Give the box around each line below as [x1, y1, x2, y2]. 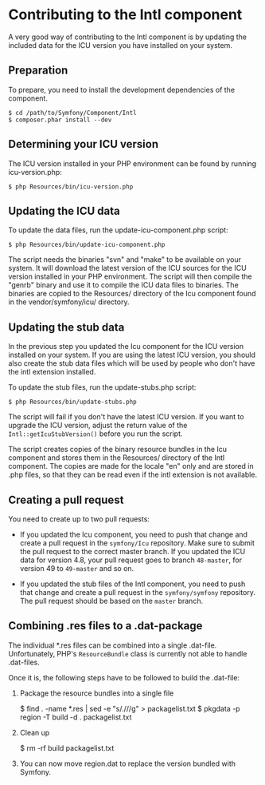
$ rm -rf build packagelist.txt [19, 743, 115, 752]
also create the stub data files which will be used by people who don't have [8, 359, 255, 368]
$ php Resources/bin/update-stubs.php [8, 398, 137, 406]
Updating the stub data [8, 320, 125, 334]
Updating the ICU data [8, 204, 121, 217]
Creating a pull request [8, 493, 124, 506]
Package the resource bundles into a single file [19, 688, 174, 698]
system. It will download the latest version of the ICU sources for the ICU [8, 264, 247, 273]
